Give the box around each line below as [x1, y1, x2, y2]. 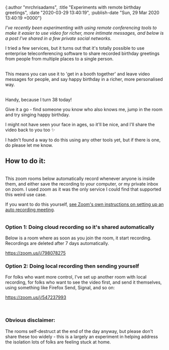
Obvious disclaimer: [5, 317, 55, 324]
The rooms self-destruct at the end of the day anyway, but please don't [5, 328, 153, 334]
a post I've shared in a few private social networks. [5, 35, 112, 41]
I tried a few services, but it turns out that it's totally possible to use [5, 45, 145, 51]
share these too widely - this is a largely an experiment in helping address [5, 333, 158, 339]
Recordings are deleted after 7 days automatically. [5, 240, 109, 246]
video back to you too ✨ [5, 127, 55, 133]
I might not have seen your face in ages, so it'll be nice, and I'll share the [5, 122, 155, 127]
